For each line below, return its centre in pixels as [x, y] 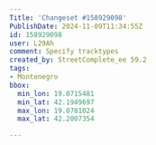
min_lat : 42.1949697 [56, 102]
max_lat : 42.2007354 [56, 119]
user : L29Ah [32, 43]
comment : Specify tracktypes [64, 52]
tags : [19, 69]
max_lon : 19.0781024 [56, 111]
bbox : [19, 85]
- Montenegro [34, 77]
